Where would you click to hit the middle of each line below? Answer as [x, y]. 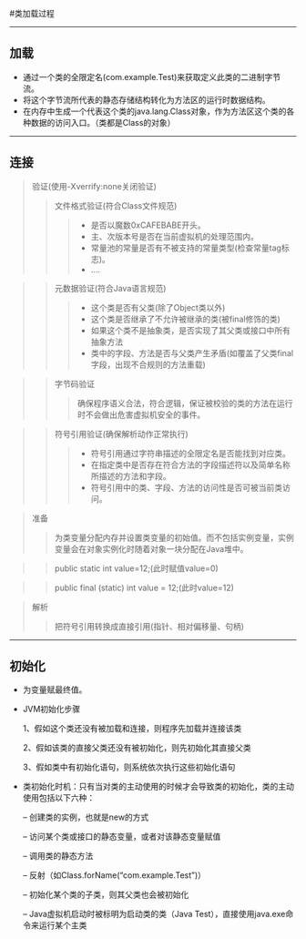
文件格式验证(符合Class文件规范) [116, 205]
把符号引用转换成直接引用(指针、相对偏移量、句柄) [149, 626]
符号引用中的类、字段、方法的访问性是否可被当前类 [187, 487]
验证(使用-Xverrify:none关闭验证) [94, 186]
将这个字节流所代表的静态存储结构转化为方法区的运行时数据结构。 [146, 99]
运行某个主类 [63, 925]
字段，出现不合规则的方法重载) [148, 364]
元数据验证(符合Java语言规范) [110, 288]
